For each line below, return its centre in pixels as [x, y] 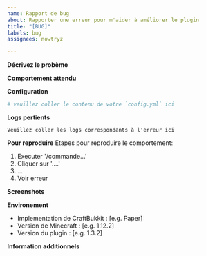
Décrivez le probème [38, 65]
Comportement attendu [42, 78]
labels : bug [24, 33]
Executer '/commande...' [52, 156]
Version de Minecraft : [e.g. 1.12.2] [66, 226]
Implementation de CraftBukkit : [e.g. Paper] [80, 218]
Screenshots [26, 191]
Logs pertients [29, 117]
